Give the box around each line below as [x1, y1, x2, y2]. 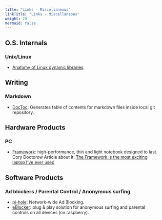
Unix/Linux [5, 53, 32, 60]
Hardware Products [5, 124, 66, 132]
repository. [12, 109, 34, 115]
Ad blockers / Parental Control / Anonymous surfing [5, 188, 131, 195]
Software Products [5, 173, 63, 182]
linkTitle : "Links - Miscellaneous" [5, 12, 80, 17]
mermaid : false [5, 20, 36, 26]
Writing [5, 78, 28, 87]
